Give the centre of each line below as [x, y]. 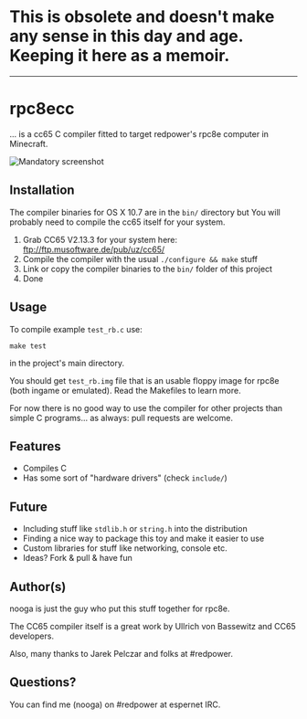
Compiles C [44, 469]
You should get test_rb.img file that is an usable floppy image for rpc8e [145, 380]
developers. [32, 636]
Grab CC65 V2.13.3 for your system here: [100, 239]
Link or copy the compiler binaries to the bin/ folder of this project [147, 269]
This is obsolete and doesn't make [142, 17]
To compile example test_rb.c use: [76, 329]
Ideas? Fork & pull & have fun [77, 558]
